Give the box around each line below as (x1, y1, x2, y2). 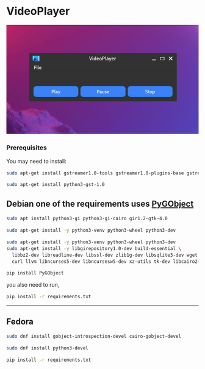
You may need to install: (6, 157, 67, 165)
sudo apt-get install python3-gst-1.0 (6, 182, 105, 188)
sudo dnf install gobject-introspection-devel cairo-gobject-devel (6, 333, 182, 339)
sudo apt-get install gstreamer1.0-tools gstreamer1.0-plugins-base (6, 170, 184, 176)
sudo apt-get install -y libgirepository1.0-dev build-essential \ (6, 245, 182, 251)
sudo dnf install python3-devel (6, 345, 88, 351)
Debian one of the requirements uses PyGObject (6, 198, 194, 209)
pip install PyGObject (6, 270, 64, 276)
